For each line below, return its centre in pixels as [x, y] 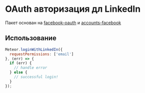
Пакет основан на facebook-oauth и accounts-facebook [63, 23]
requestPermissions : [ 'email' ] [42, 54]
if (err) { [21, 63]
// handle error [31, 68]
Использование [31, 38]
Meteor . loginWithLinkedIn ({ [34, 49]
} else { [18, 72]
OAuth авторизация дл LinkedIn [73, 9]
